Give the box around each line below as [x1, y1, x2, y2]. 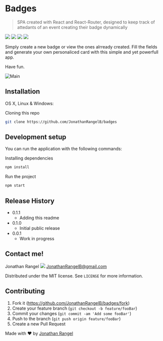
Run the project [5, 174, 36, 180]
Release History [5, 197, 55, 205]
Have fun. [5, 64, 25, 69]
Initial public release [19, 226, 60, 231]
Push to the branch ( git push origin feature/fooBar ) [12, 316, 121, 321]
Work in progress [19, 236, 55, 241]
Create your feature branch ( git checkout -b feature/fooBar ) [12, 305, 138, 311]
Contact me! [5, 250, 44, 258]
